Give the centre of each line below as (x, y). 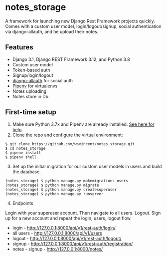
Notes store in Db (30, 96)
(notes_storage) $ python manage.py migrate (52, 185)
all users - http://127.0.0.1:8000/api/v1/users (57, 233)
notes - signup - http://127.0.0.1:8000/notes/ (58, 249)
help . (18, 129)
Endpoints (23, 203)
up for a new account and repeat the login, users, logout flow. (69, 218)
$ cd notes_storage (25, 148)
